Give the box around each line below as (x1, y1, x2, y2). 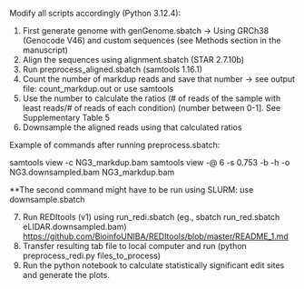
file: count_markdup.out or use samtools (22, 84, 174, 94)
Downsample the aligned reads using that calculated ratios (22, 122, 242, 133)
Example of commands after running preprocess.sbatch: (9, 140, 221, 150)
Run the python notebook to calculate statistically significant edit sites (22, 260, 285, 271)
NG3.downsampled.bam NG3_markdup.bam (9, 167, 175, 177)
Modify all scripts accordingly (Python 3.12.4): (9, 8, 181, 18)
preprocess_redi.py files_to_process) (22, 250, 162, 261)
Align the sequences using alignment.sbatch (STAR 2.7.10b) (22, 55, 245, 65)
